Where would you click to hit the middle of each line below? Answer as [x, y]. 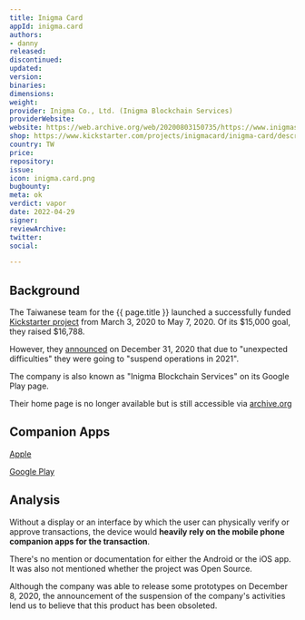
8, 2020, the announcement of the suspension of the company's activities [148, 595]
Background [44, 290]
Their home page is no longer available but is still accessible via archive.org [151, 404]
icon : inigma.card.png [52, 178]
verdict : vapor [38, 204]
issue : [22, 170]
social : [24, 246]
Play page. [30, 386]
